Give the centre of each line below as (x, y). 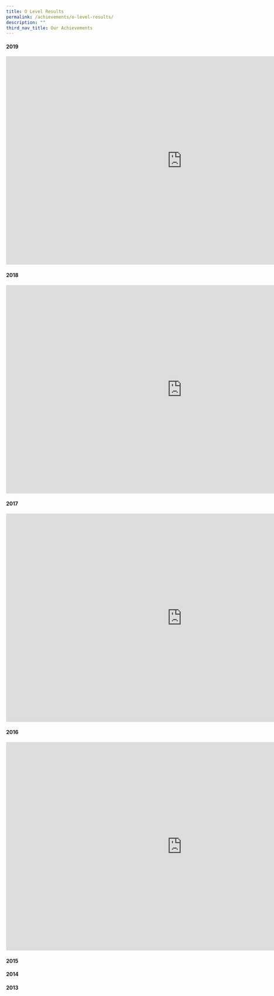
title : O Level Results (35, 11)
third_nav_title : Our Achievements (49, 28)
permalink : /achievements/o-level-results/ (60, 17)
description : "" (26, 22)
